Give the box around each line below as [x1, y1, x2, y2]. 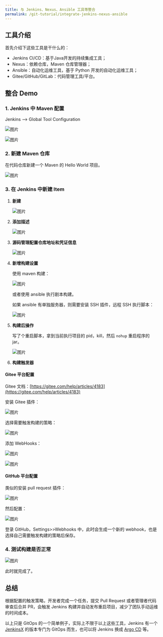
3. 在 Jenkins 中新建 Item [5, 186, 65, 193]
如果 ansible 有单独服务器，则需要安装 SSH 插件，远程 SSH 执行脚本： [12, 301, 154, 307]
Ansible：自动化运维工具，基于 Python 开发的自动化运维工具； [12, 67, 138, 73]
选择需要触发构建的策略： [5, 419, 57, 425]
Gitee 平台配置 [5, 372, 35, 378]
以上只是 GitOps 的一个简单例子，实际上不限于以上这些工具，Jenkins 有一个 [5, 620, 158, 626]
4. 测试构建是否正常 [5, 546, 51, 553]
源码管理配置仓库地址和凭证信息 [12, 239, 77, 245]
